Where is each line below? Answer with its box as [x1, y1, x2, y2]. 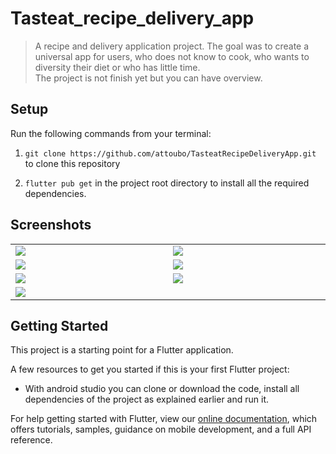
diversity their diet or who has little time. [34, 61, 201, 73]
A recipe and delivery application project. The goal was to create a [34, 40, 310, 52]
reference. [10, 434, 53, 446]
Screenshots [10, 217, 92, 234]
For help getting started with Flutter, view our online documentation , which [10, 413, 318, 425]
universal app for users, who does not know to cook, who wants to [34, 50, 310, 62]
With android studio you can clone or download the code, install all [24, 383, 300, 395]
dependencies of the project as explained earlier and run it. [24, 393, 270, 406]
